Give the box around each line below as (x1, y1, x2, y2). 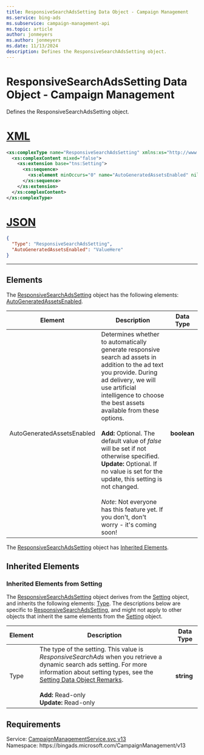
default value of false (101, 436, 162, 445)
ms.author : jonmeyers (6, 37, 61, 43)
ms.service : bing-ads (6, 15, 61, 21)
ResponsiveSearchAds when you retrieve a (39, 653, 162, 661)
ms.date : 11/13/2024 (6, 43, 59, 49)
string (175, 672, 193, 680)
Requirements (6, 719, 61, 729)
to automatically (101, 338, 147, 346)
